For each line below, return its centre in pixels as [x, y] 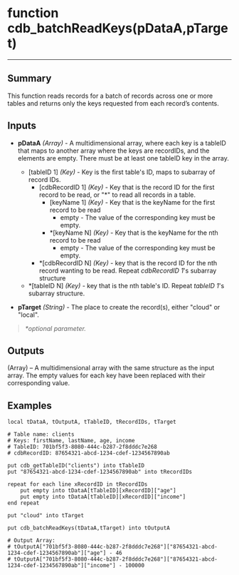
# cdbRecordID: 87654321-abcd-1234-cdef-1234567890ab [89, 453]
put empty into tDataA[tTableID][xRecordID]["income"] [103, 497]
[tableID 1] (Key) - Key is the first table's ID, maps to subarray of [122, 172]
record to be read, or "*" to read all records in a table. [117, 195]
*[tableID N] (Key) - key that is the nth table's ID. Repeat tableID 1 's [126, 285]
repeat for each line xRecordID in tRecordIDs [78, 484]
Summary [30, 79]
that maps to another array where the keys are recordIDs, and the [113, 151]
